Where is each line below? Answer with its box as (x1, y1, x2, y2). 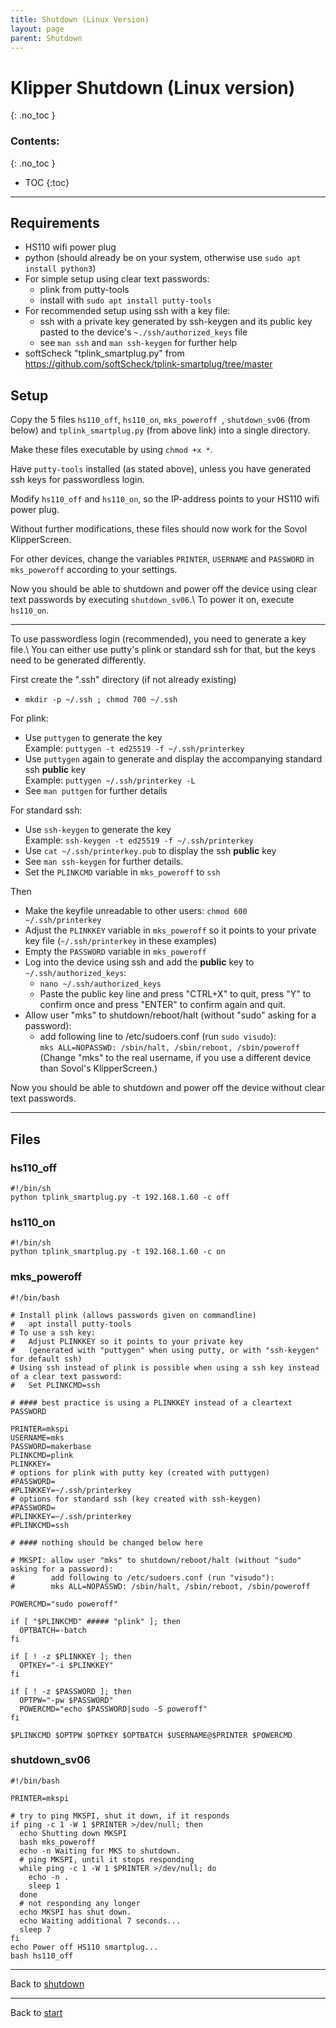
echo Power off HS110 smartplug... (10, 1942, 159, 1952)
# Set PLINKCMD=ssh (10, 1380, 101, 1390)
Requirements (10, 215, 100, 231)
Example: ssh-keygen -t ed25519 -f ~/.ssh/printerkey (24, 834, 254, 846)
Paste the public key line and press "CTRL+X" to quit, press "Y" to (39, 988, 312, 1000)
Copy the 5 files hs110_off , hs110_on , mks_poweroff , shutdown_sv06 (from (10, 414, 311, 426)
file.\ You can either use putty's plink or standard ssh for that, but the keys (10, 644, 317, 656)
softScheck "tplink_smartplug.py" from (24, 347, 185, 360)
